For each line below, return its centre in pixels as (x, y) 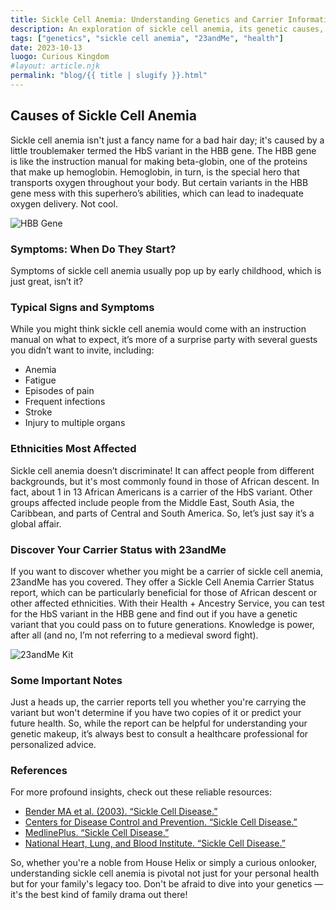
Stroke (38, 412)
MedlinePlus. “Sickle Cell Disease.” (97, 833)
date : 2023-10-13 (46, 47)
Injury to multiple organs (75, 423)
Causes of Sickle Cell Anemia (103, 116)
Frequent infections (65, 402)
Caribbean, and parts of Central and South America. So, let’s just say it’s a (162, 513)
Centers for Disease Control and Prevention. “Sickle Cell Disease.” (161, 822)
